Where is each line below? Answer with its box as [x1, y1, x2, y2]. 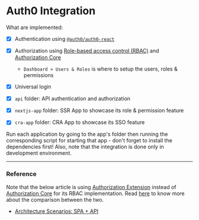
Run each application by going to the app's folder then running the [6, 130, 168, 138]
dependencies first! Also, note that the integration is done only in [6, 144, 164, 151]
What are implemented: [6, 24, 63, 31]
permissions [23, 72, 54, 79]
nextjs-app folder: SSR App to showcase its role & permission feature [14, 107, 184, 114]
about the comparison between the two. [6, 196, 104, 203]
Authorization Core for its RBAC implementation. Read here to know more [6, 190, 185, 197]
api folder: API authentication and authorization [14, 95, 131, 102]
